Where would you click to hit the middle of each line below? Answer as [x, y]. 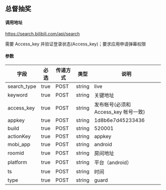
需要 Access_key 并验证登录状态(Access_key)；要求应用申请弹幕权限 [76, 44]
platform [17, 162]
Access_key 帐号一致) [120, 112]
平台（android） [113, 162]
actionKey [19, 136]
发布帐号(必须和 [112, 104]
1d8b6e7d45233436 [119, 120]
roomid [16, 153]
